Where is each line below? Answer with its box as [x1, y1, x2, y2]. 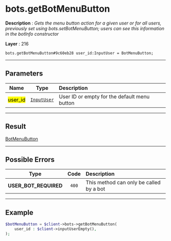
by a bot [85, 185, 105, 192]
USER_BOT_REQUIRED [8, 182, 63, 189]
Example [5, 208, 34, 217]
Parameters [5, 69, 43, 78]
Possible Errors [5, 155, 55, 164]
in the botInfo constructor [5, 31, 59, 37]
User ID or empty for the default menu [59, 93, 150, 100]
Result [5, 122, 26, 131]
